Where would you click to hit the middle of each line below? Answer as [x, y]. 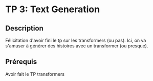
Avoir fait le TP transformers [35, 74]
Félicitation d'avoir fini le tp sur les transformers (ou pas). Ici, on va [76, 40]
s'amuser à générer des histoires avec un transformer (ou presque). [77, 46]
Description [24, 28]
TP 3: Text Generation [53, 9]
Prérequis [21, 62]
